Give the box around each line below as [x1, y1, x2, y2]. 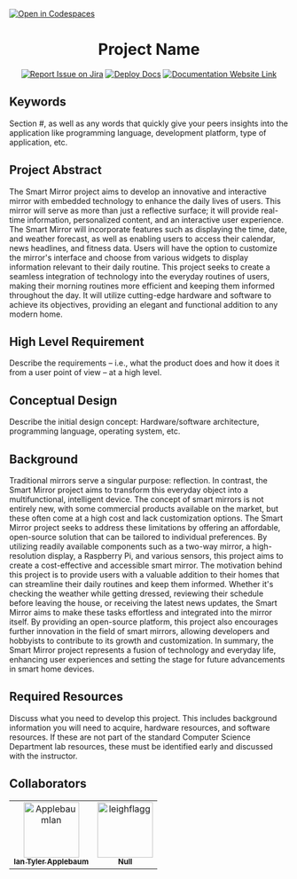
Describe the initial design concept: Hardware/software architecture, [9, 417, 260, 428]
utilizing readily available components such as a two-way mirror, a [9, 541, 251, 552]
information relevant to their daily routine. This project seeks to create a [9, 262, 270, 272]
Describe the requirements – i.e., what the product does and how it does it [9, 357, 280, 368]
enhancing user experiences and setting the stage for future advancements [9, 655, 285, 664]
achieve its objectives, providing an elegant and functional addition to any [9, 299, 278, 310]
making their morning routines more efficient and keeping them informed [9, 280, 275, 291]
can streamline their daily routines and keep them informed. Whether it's [9, 579, 274, 589]
